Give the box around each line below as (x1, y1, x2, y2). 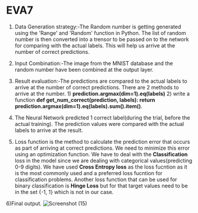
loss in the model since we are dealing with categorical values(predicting (14, 157, 193, 164)
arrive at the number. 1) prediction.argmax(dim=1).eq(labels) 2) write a (14, 90, 190, 97)
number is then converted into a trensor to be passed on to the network (14, 35, 189, 43)
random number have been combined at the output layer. (14, 66, 154, 73)
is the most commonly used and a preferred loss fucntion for (14, 169, 163, 176)
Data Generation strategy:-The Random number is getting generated (14, 23, 181, 30)
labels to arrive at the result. (14, 127, 83, 134)
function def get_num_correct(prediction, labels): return (14, 96, 155, 104)
